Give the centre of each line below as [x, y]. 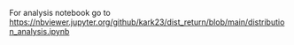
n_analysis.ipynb [39, 31]
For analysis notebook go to [60, 13]
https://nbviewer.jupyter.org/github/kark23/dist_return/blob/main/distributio [147, 22]
